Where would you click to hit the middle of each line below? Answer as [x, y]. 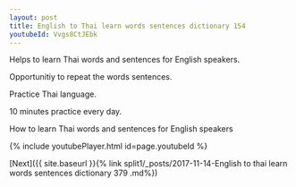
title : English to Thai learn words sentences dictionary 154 [127, 26]
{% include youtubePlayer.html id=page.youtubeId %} [109, 146]
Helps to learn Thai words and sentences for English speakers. [125, 60]
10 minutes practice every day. [66, 112]
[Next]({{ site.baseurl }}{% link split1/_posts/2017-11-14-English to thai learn [148, 164]
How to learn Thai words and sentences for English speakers [122, 129]
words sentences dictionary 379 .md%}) [84, 173]
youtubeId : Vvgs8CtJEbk [54, 34]
